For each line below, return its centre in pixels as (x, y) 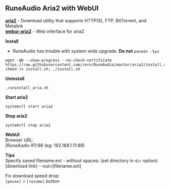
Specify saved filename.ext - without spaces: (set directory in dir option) (81, 160)
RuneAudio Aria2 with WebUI (52, 8)
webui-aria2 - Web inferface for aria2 (45, 31)
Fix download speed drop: (32, 176)
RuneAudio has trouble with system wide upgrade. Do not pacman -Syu (86, 51)
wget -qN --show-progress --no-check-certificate (59, 60)
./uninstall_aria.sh (27, 88)
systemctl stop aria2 (28, 125)
